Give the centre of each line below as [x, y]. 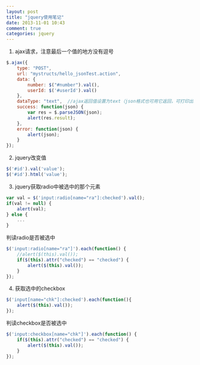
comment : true [24, 28]
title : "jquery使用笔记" [35, 17]
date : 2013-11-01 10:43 [36, 23]
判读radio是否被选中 [31, 238]
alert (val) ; [32, 209]
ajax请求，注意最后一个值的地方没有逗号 [64, 52]
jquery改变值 [30, 158]
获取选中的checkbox [40, 288]
